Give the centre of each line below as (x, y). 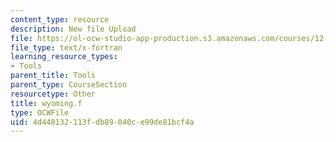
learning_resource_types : (64, 57)
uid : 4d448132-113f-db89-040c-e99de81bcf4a (102, 122)
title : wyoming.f (46, 103)
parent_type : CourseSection (69, 85)
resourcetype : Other (53, 94)
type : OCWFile (40, 112)
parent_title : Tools (53, 76)
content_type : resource (60, 19)
